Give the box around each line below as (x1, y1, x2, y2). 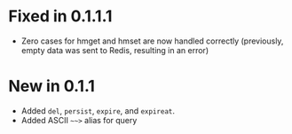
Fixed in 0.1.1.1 (8, 6, 113, 27)
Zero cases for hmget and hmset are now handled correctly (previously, (20, 35, 284, 46)
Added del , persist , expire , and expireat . (20, 105, 175, 116)
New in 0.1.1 (8, 76, 95, 97)
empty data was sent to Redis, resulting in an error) (20, 44, 209, 55)
